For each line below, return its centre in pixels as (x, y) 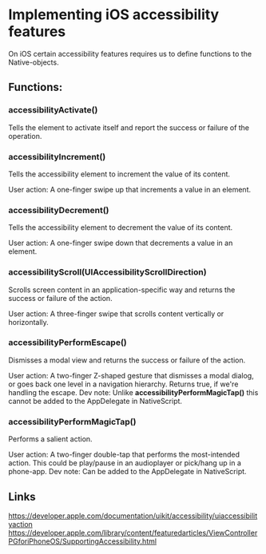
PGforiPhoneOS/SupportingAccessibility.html (83, 541)
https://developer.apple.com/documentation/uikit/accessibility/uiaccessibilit (133, 516)
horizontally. (29, 322)
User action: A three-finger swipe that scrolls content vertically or (116, 314)
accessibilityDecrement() (59, 210)
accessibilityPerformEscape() (67, 342)
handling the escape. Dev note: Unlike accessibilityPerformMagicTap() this (133, 392)
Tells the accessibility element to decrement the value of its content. (121, 228)
